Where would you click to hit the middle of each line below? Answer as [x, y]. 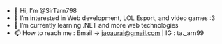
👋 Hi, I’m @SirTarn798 [45, 11]
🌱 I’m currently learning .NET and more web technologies [96, 25]
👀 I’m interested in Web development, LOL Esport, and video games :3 [114, 18]
